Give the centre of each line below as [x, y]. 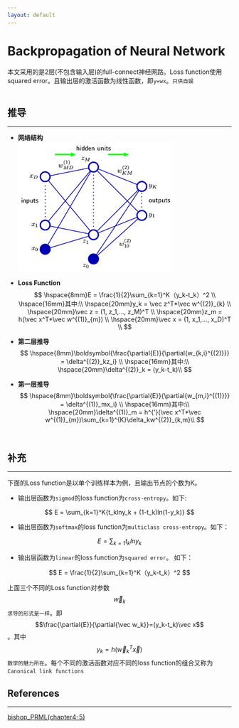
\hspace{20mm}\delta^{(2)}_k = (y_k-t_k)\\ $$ [124, 370]
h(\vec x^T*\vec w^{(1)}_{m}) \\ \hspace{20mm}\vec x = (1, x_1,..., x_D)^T [124, 319]
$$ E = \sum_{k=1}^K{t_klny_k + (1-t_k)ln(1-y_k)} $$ [119, 513]
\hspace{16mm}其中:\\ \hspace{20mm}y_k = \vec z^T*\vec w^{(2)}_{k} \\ [124, 304]
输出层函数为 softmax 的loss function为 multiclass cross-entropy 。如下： [123, 527]
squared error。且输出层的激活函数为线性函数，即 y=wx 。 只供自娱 [101, 80]
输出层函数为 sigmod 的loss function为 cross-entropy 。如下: [102, 498]
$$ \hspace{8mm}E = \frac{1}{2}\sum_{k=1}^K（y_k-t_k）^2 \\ [124, 295]
